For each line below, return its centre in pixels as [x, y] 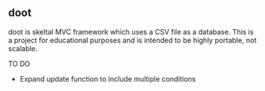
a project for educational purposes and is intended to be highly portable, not [132, 40]
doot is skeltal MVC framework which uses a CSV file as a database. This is [131, 31]
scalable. [23, 48]
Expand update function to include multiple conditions [108, 78]
